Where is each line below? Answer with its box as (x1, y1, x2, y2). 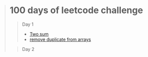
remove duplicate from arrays (29, 36, 91, 42)
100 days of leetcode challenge (9, 5, 143, 16)
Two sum (29, 31, 49, 37)
